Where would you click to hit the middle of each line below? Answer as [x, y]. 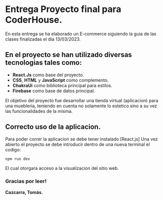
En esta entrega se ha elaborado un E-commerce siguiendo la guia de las [81, 34]
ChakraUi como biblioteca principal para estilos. [62, 85]
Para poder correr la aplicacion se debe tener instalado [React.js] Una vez [81, 139]
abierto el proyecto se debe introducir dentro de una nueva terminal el [77, 144]
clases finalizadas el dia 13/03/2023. [43, 39]
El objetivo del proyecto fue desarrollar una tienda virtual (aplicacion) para [82, 100]
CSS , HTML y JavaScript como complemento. [60, 80]
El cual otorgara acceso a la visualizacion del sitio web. [62, 168]
